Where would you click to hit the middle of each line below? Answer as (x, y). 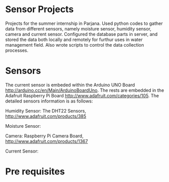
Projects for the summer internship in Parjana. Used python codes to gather (84, 23)
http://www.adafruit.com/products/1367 (47, 141)
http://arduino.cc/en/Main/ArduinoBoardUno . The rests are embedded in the (85, 90)
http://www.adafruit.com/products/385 (46, 116)
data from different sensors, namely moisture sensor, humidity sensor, (78, 28)
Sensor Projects (39, 9)
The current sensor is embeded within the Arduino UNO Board (70, 85)
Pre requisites (35, 172)
